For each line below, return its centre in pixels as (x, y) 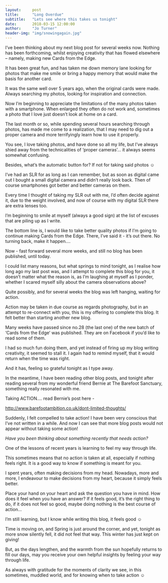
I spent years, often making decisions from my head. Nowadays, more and (82, 473)
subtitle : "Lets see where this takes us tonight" (61, 19)
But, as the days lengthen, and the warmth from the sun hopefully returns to (83, 549)
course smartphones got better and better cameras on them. (68, 185)
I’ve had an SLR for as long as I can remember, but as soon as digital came (82, 175)
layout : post (23, 10)
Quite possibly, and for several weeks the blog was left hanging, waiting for (83, 292)
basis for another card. (29, 79)
